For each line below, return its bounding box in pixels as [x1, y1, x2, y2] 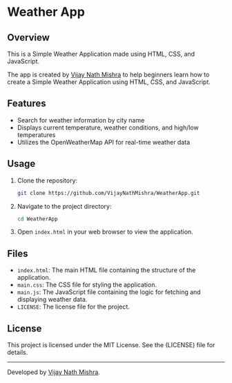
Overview [7, 32, 50, 43]
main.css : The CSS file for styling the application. [17, 280, 157, 289]
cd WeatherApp [17, 215, 58, 222]
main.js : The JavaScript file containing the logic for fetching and [17, 288, 202, 296]
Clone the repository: [17, 176, 78, 185]
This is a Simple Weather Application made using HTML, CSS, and [7, 50, 195, 58]
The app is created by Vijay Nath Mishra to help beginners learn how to [7, 70, 210, 79]
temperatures [17, 130, 56, 138]
